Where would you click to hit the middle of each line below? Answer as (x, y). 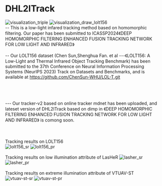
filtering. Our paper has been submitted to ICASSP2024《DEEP (69, 33)
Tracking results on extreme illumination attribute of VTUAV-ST (70, 173)
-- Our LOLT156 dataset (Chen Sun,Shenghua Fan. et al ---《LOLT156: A (78, 56)
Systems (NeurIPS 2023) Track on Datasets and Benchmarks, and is (75, 71)
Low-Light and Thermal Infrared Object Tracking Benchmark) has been (78, 61)
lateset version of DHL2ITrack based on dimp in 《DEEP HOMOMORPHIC (79, 109)
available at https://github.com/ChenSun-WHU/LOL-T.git (63, 77)
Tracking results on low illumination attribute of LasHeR (62, 157)
